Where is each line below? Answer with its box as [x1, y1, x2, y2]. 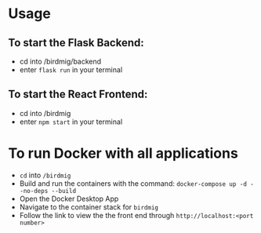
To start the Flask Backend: [8, 36, 145, 49]
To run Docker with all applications [8, 144, 239, 162]
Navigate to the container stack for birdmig [19, 202, 159, 212]
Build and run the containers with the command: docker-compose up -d [19, 178, 247, 188]
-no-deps [19, 187, 49, 195]
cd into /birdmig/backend [19, 56, 102, 66]
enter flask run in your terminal [19, 65, 123, 75]
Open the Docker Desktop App [19, 194, 119, 203]
